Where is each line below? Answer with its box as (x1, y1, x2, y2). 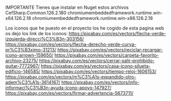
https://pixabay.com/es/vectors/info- (61, 79, 140, 85)
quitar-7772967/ (5, 63, 40, 69)
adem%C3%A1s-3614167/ (5, 79, 61, 85)
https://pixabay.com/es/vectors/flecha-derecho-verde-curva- (5, 41, 137, 47)
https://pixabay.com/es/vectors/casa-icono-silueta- (41, 63, 151, 69)
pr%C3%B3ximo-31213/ (5, 47, 56, 53)
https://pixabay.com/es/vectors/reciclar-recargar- (57, 47, 163, 53)
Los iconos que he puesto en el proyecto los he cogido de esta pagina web (5, 25, 164, 31)
